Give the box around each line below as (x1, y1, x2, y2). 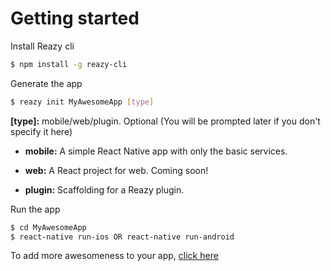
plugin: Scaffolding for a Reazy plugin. (24, 183, 185, 196)
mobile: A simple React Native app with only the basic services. (24, 145, 288, 157)
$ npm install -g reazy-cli (10, 59, 128, 69)
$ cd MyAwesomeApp (10, 222, 87, 232)
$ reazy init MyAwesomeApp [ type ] (10, 97, 155, 107)
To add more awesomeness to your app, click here (10, 250, 219, 262)
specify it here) (10, 125, 73, 137)
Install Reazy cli (10, 40, 75, 52)
